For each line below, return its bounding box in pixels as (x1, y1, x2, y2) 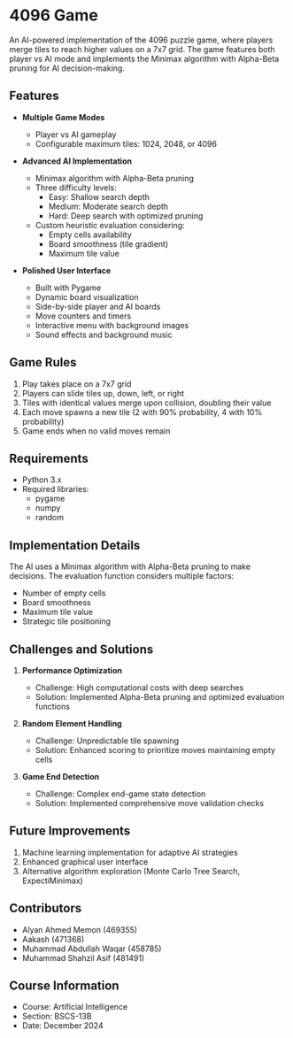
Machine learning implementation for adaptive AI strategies (21, 847, 238, 857)
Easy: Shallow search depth (48, 191, 150, 202)
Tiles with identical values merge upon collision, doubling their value (21, 397, 272, 408)
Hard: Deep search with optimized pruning (48, 210, 204, 221)
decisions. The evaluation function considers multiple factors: (9, 571, 235, 581)
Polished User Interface (21, 265, 112, 275)
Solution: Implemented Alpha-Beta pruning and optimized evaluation (35, 692, 285, 702)
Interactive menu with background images (35, 319, 189, 330)
